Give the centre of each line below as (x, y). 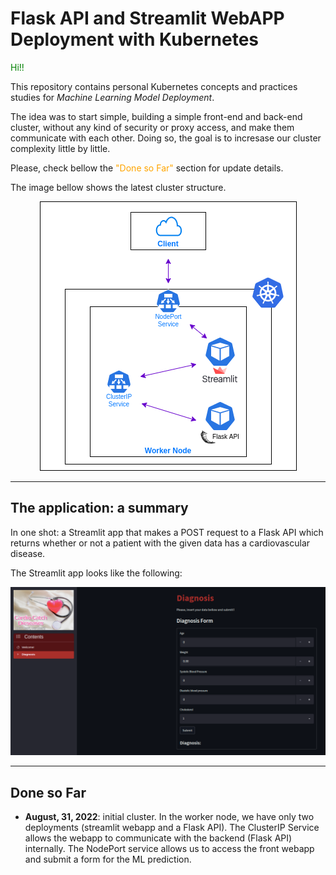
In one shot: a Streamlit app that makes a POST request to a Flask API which (167, 532)
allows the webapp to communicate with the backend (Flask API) (158, 838)
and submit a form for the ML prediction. (108, 859)
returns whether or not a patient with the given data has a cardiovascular (160, 543)
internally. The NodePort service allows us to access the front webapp (169, 849)
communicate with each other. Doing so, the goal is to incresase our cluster (166, 138)
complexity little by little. (60, 148)
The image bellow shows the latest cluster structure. (118, 187)
